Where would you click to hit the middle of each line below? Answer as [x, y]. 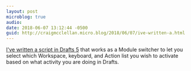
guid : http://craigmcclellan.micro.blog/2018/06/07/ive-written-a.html [95, 33]
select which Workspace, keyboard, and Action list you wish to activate [92, 56]
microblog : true [26, 17]
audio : [14, 22]
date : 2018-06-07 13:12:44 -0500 [47, 28]
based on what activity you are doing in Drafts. [63, 62]
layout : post [22, 11]
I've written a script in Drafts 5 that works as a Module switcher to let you [95, 49]
